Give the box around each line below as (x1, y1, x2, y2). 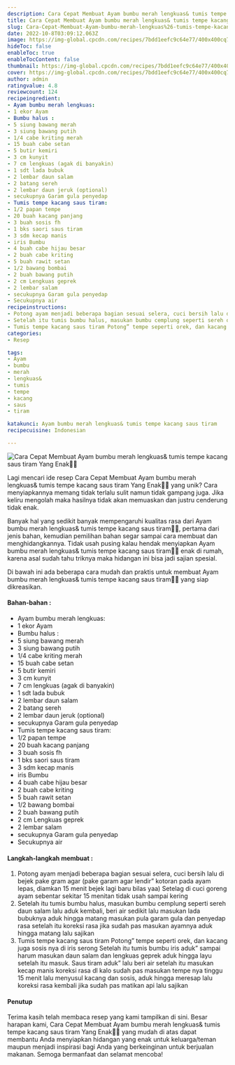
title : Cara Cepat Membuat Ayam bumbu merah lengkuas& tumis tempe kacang (7, 17, 230, 24)
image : (7, 36, 27, 43)
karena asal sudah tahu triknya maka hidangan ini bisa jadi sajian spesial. (7, 554, 218, 562)
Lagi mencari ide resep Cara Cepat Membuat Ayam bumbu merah (7, 473, 197, 481)
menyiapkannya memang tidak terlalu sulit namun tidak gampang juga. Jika (7, 488, 224, 497)
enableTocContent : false (7, 56, 80, 63)
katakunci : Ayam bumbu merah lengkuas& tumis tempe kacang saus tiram (7, 420, 218, 428)
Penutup (7, 997, 33, 1005)
